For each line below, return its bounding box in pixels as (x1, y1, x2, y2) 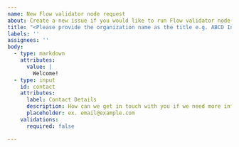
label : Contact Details (26, 97, 97, 104)
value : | (26, 63, 53, 70)
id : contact (20, 83, 55, 90)
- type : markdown (14, 50, 65, 58)
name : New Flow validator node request (7, 10, 126, 18)
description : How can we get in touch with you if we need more (26, 103, 221, 110)
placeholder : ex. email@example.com (26, 109, 135, 116)
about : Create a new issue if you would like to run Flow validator (7, 17, 215, 24)
